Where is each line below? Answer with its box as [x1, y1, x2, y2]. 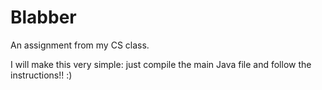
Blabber [10, 6, 77, 29]
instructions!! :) [10, 69, 73, 81]
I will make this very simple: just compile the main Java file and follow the [10, 58, 312, 70]
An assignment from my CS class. [10, 39, 150, 51]
